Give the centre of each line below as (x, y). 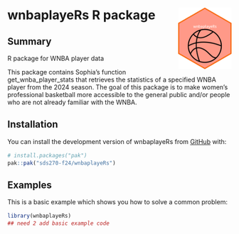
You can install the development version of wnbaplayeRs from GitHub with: (117, 141)
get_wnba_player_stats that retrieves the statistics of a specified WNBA (112, 79)
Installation (33, 124)
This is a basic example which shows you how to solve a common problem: (117, 202)
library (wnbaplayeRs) (39, 216)
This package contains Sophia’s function (67, 72)
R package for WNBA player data (56, 58)
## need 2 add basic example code (59, 223)
